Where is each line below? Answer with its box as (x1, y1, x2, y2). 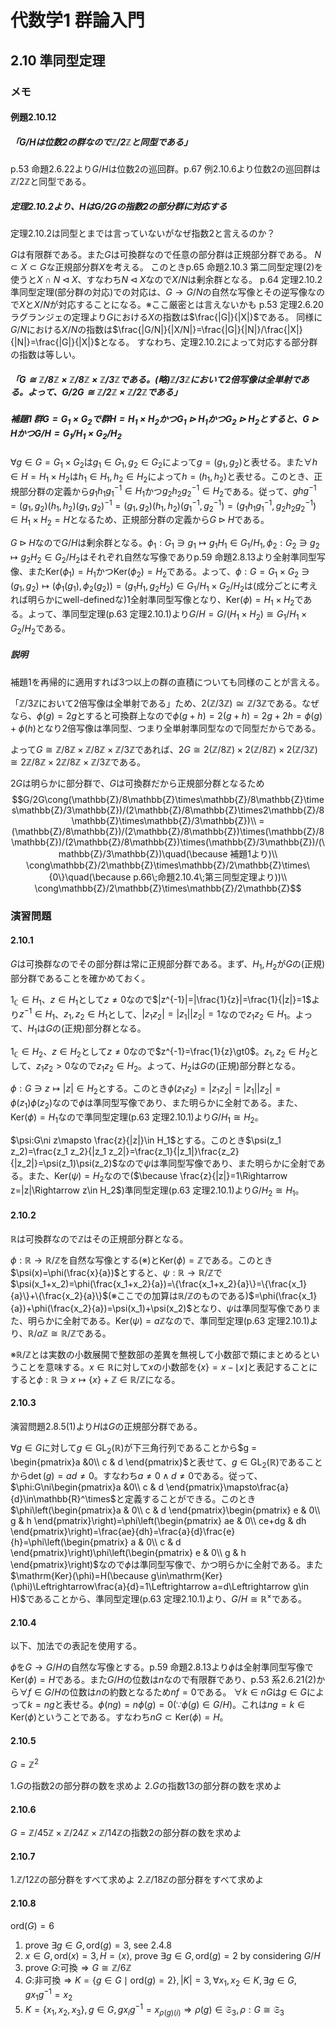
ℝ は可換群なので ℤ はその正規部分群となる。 (10, 1232, 189, 1245)
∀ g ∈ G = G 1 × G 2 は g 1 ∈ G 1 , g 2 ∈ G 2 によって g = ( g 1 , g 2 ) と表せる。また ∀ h (10, 456, 318, 470)
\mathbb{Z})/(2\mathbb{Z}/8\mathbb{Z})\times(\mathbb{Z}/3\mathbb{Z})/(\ (11, 836, 325, 848)
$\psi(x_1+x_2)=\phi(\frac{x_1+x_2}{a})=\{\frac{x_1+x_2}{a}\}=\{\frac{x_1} (10, 1277, 307, 1290)
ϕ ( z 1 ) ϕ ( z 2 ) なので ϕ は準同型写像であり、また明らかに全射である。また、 (10, 1097, 303, 1111)
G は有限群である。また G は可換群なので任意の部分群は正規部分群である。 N (10, 249, 322, 261)
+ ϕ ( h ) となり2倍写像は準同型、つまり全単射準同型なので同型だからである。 (10, 722, 322, 734)
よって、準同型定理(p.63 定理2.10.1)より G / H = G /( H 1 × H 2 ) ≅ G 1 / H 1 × (27, 608, 308, 623)
